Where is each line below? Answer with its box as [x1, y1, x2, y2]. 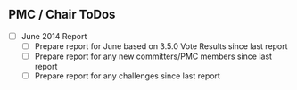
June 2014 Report [21, 30, 87, 41]
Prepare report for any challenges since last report [34, 70, 220, 81]
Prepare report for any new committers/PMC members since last [34, 51, 273, 61]
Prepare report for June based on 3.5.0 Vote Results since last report [34, 40, 288, 52]
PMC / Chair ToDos [8, 7, 116, 22]
